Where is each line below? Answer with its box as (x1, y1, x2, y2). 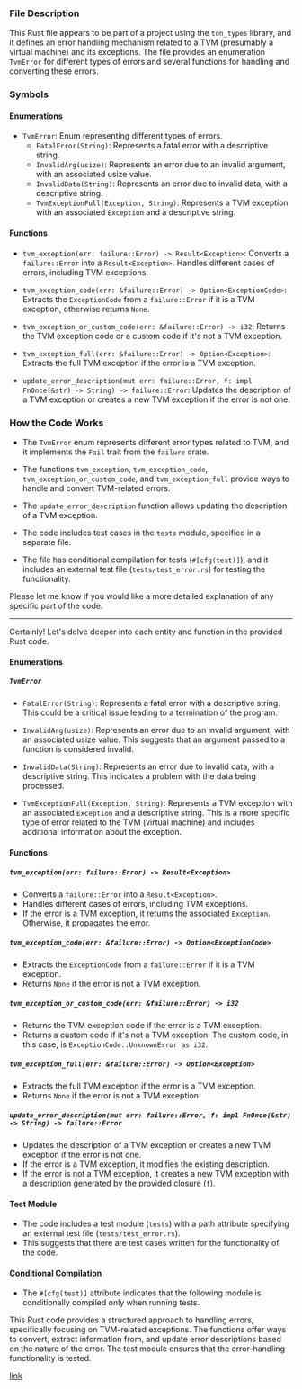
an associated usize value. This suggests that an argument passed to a (22, 734, 286, 745)
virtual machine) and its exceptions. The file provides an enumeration (9, 47, 266, 58)
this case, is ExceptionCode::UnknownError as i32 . (22, 1038, 209, 1050)
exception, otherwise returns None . (22, 303, 150, 314)
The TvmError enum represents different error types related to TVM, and (22, 436, 289, 447)
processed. (22, 781, 65, 792)
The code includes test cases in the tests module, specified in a (22, 527, 261, 538)
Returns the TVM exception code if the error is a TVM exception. (22, 1019, 262, 1030)
